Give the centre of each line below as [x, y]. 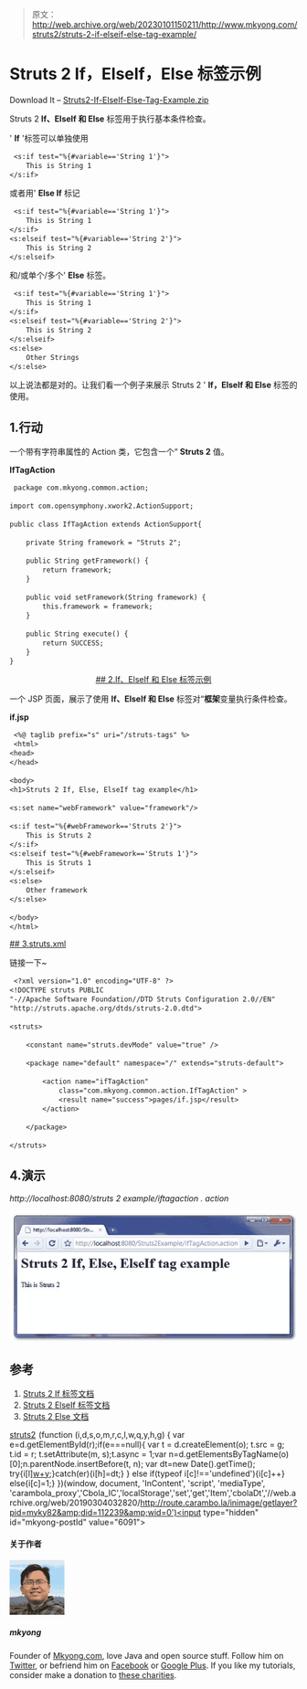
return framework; [77, 570]
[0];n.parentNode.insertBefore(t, [70, 1463]
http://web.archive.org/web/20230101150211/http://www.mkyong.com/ [164, 25]
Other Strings [53, 357]
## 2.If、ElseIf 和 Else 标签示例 [153, 679]
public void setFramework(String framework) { [116, 597]
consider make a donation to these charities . [93, 1674]
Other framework [57, 890]
